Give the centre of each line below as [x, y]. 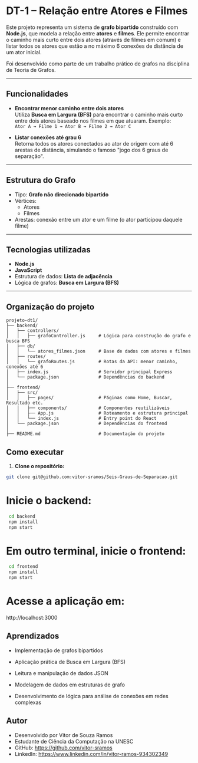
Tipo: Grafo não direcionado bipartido [62, 194]
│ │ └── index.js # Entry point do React [82, 419]
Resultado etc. [25, 403]
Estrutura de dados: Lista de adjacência [64, 277]
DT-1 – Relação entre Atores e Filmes [97, 11]
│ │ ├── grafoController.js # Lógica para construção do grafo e [99, 336]
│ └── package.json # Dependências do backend [85, 377]
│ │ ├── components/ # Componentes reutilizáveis [88, 408]
